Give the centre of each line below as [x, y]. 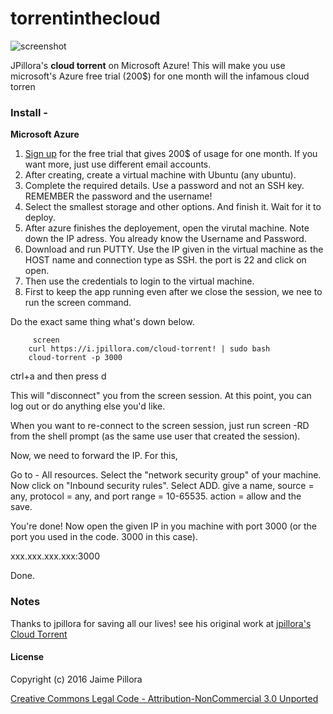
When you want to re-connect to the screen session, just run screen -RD [160, 426]
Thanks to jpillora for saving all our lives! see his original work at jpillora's [161, 623]
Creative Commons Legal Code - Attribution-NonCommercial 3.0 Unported [164, 698]
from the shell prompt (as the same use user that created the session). [155, 436]
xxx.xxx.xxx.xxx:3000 [55, 556]
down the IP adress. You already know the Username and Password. [165, 239]
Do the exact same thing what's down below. [102, 322]
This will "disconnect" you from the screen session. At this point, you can [161, 396]
